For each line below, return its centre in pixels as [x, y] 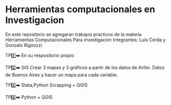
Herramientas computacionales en [80, 9]
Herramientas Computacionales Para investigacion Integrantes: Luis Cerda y [86, 40]
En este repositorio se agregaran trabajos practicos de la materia [74, 34]
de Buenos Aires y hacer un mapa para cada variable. [62, 74]
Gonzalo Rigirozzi [24, 45]
